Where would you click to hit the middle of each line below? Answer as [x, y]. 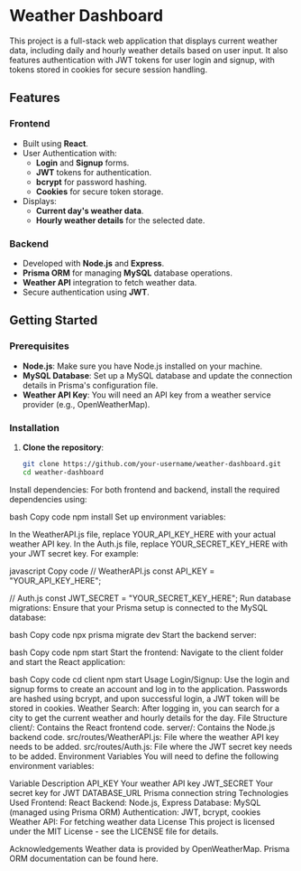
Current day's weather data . [90, 211]
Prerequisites [39, 346]
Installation [35, 427]
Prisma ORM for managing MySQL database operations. [127, 273]
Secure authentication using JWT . [86, 292]
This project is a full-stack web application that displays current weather [143, 41]
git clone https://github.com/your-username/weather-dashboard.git [151, 464]
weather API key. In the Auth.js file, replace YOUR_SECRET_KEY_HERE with [149, 544]
